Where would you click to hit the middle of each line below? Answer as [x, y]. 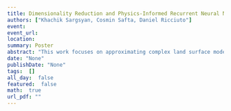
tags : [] [21, 71]
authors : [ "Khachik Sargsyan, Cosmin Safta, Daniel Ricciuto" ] [100, 20]
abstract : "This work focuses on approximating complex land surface [109, 52]
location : [21, 39]
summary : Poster [30, 46]
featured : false [32, 84]
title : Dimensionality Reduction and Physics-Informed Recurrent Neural [113, 13]
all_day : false [30, 78]
